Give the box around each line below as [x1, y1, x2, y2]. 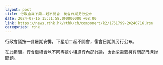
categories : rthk [5, 25, 40, 30]
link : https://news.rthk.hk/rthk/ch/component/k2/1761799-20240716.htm [5, 20, 153, 26]
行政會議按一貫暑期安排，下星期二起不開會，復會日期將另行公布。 [5, 39, 137, 45]
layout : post [5, 7, 32, 12]
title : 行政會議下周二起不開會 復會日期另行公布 [5, 12, 93, 16]
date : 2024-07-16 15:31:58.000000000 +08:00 [5, 16, 97, 21]
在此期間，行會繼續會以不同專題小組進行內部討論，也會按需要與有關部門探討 [5, 49, 158, 55]
